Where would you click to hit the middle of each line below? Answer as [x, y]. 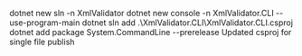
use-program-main [45, 23]
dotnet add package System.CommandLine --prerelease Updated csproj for [151, 32]
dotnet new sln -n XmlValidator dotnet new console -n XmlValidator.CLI [142, 13]
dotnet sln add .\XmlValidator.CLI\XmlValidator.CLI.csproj [188, 23]
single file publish [42, 42]
